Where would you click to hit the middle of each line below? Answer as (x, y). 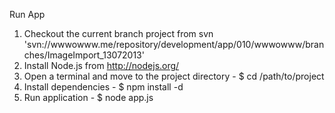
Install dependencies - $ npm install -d (103, 87)
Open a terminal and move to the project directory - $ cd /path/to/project (174, 76)
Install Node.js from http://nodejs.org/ (101, 65)
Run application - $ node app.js (88, 97)
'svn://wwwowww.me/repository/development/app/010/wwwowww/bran (174, 44)
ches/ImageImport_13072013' (84, 55)
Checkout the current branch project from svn (118, 33)
